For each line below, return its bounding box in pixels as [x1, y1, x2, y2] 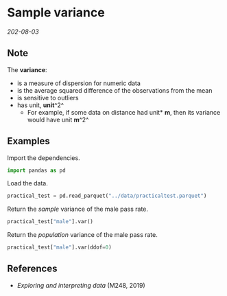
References [7, 263, 58, 275]
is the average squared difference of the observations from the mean [16, 86, 213, 94]
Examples [7, 135, 50, 147]
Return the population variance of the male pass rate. [7, 231, 158, 239]
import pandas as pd [7, 167, 67, 174]
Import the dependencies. [7, 153, 80, 162]
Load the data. [7, 179, 48, 187]
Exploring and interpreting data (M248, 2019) [16, 281, 145, 289]
